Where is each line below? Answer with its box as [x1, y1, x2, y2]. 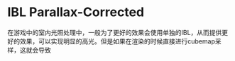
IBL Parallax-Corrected [7, 4, 144, 20]
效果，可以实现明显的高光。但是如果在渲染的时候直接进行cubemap [19, 36, 215, 46]
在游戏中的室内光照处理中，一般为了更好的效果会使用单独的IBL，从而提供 [7, 28, 222, 36]
